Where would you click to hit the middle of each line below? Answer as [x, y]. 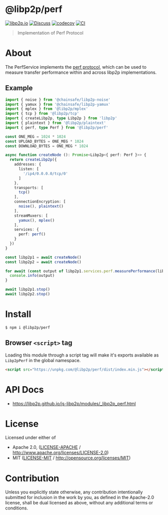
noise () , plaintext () [41, 207]
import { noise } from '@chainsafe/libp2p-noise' [58, 100]
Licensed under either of [30, 438]
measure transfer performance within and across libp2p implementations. [81, 72]
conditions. [17, 508]
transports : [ [29, 188]
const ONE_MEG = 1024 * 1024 [35, 136]
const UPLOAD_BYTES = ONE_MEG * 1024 [44, 141]
